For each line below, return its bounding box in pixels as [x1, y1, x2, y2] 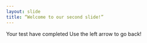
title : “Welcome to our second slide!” [6, 14, 104, 20]
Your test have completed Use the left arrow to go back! [6, 30, 142, 37]
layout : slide [6, 8, 41, 15]
